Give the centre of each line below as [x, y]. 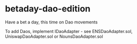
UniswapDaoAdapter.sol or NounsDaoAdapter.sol [54, 36]
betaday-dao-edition [48, 9]
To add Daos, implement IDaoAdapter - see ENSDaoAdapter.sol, [69, 31]
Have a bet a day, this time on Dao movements [51, 22]
